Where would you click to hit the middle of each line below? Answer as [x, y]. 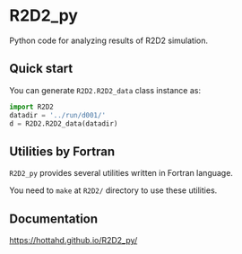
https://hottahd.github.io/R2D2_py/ [73, 240]
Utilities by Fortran [62, 151]
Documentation [54, 219]
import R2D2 [31, 107]
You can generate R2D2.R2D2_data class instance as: [105, 90]
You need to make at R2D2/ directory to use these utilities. [113, 190]
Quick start [41, 69]
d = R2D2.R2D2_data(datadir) [64, 123]
